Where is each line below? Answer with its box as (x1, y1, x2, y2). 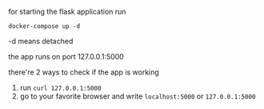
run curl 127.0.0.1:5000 (19, 83, 102, 92)
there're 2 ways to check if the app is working (8, 67, 160, 77)
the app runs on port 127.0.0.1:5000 (8, 52, 124, 61)
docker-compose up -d (8, 22, 81, 30)
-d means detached (8, 36, 74, 46)
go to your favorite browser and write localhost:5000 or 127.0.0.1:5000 (19, 91, 256, 101)
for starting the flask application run (8, 7, 126, 16)
